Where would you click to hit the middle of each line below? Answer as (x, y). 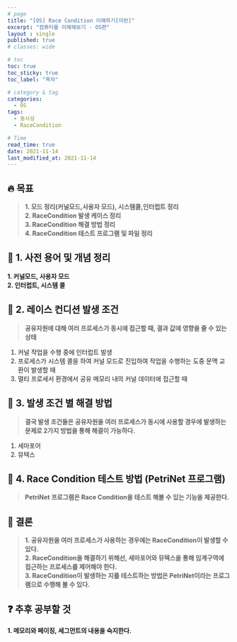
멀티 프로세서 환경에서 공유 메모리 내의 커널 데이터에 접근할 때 (102, 378)
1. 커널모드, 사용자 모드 (39, 276)
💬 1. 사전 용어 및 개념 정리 (59, 258)
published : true (31, 40)
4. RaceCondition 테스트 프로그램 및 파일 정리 (88, 233)
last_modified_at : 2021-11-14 (52, 158)
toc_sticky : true (33, 73)
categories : (25, 99)
